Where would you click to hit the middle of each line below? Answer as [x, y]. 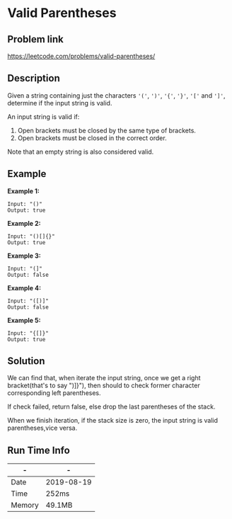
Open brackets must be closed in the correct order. [92, 138]
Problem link [35, 39]
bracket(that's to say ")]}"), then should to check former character [104, 386]
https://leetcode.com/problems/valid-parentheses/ [81, 56]
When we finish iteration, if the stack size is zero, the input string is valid [112, 421]
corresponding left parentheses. [54, 393]
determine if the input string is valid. [60, 103]
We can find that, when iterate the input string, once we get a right [104, 378]
